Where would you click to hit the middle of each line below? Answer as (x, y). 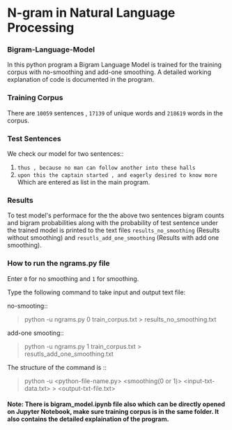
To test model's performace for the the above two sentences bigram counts (116, 215)
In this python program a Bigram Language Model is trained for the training (114, 65)
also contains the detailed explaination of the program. (88, 419)
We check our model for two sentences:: (65, 154)
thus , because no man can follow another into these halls (106, 168)
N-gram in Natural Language (91, 13)
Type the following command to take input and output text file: (96, 292)
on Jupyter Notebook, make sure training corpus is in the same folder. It (113, 412)
